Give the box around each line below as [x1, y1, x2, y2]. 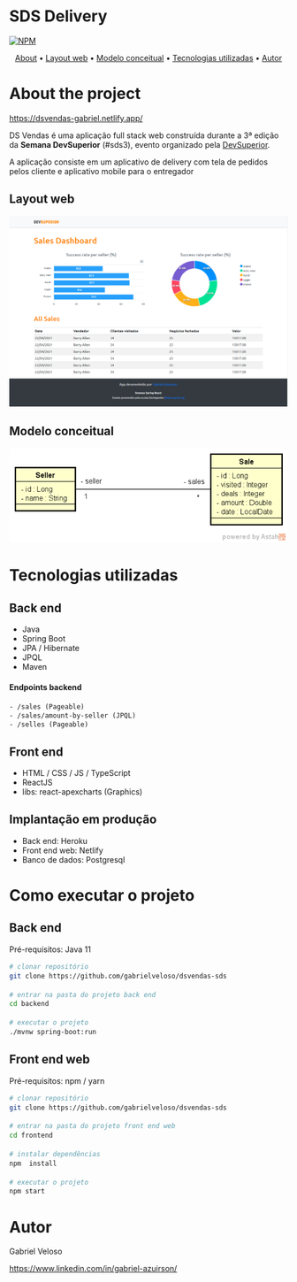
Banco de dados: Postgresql [21, 854, 126, 864]
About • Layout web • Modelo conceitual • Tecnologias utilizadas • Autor [14, 52, 283, 63]
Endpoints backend [9, 681, 82, 692]
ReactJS [21, 777, 53, 788]
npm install [9, 1159, 57, 1168]
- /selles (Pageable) [9, 720, 89, 729]
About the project [9, 84, 141, 104]
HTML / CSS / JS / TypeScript [21, 768, 131, 779]
